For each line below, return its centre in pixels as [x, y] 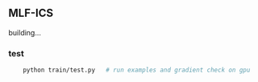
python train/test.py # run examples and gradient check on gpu [137, 70]
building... [25, 32]
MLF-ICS [31, 13]
